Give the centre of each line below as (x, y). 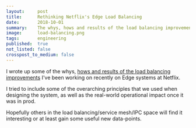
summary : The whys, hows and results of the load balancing (85, 28)
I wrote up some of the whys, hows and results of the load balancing (88, 71)
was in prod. (21, 101)
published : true (27, 44)
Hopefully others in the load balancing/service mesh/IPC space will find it (94, 112)
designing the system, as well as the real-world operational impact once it (95, 95)
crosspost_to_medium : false (40, 55)
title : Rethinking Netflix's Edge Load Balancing (74, 17)
